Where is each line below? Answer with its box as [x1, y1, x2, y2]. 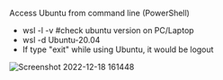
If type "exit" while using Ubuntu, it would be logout [22, 44, 214, 55]
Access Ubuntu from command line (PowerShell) [9, 8, 191, 18]
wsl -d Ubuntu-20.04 [22, 35, 101, 45]
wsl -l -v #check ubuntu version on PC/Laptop [22, 25, 195, 35]
